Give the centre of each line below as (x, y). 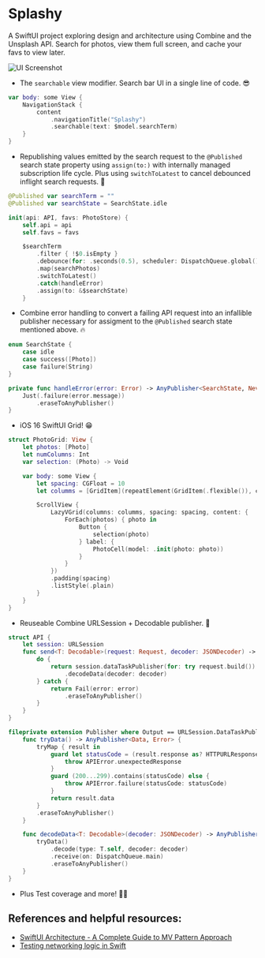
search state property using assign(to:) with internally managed (125, 165)
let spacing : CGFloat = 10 (81, 483)
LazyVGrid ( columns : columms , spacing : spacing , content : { (149, 513)
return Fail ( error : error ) (95, 689)
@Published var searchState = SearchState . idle (88, 203)
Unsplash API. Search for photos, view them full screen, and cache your (125, 43)
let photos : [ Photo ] (56, 447)
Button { (93, 527)
